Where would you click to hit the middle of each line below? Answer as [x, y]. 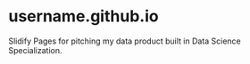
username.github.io [83, 16]
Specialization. [36, 50]
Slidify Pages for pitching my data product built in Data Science [125, 41]
